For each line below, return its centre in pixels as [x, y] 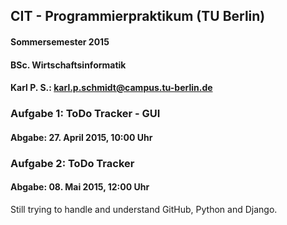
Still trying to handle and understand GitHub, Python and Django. [144, 209]
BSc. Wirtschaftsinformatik [68, 65]
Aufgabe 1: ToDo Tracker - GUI [85, 114]
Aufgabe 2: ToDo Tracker [72, 163]
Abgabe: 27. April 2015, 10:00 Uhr [81, 137]
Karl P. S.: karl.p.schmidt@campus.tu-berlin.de [111, 88]
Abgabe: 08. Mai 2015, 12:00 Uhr [80, 187]
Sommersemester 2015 [60, 41]
